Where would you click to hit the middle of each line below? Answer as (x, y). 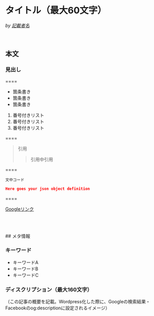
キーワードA (25, 262)
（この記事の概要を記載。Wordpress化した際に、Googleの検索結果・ (78, 302)
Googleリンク (20, 209)
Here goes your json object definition (48, 189)
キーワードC (26, 275)
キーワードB (25, 269)
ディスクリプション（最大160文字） (49, 290)
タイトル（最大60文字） (56, 10)
